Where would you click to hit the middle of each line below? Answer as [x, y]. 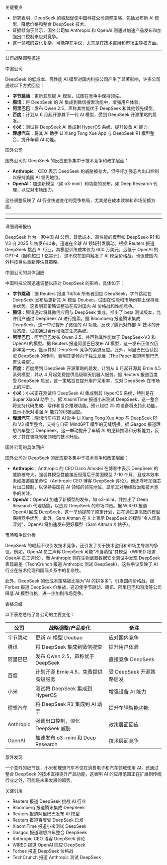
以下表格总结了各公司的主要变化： [40, 614]
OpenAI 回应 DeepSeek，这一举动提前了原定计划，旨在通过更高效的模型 [86, 512]
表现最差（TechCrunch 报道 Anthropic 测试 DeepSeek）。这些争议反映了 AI [82, 564]
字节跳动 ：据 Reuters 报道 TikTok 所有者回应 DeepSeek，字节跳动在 [82, 293]
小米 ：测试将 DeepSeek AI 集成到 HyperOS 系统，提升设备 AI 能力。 [82, 127]
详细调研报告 [18, 226]
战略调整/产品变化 [70, 628]
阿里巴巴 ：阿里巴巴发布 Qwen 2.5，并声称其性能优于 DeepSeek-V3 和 [84, 337]
